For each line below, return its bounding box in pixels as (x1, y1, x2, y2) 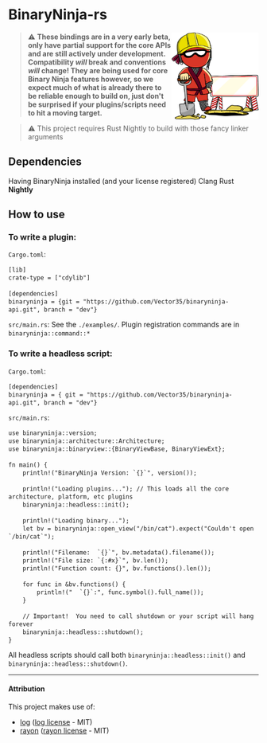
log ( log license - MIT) (19, 717, 93, 726)
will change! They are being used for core (27, 65, 168, 75)
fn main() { (8, 460, 48, 469)
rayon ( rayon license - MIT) (19, 725, 110, 735)
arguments (27, 131, 64, 141)
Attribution (8, 684, 45, 694)
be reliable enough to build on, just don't (27, 91, 164, 100)
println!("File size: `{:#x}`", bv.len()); (22, 556, 169, 565)
